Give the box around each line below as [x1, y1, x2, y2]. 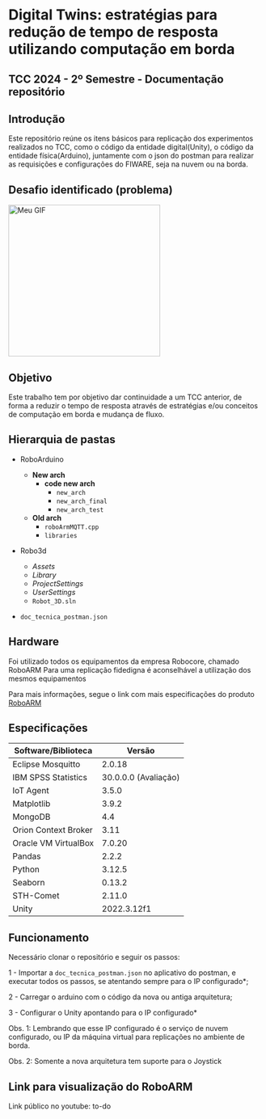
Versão [126, 745, 155, 757]
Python [12, 864, 40, 875]
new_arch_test [56, 505, 104, 514]
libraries [44, 531, 78, 539]
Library [32, 570, 57, 580]
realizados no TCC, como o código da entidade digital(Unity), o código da [8, 142, 254, 152]
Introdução [8, 112, 65, 126]
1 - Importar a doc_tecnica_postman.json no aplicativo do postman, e [8, 968, 236, 978]
